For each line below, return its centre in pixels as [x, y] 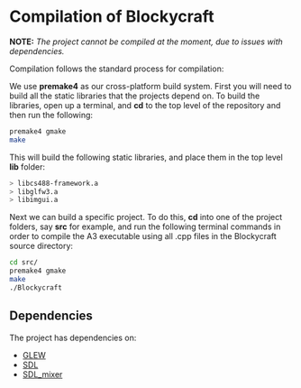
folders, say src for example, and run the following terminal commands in [145, 226]
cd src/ [24, 263]
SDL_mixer [42, 374]
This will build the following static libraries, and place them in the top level [146, 157]
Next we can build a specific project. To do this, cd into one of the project [146, 217]
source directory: [41, 246]
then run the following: [51, 115]
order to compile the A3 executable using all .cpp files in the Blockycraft [143, 236]
